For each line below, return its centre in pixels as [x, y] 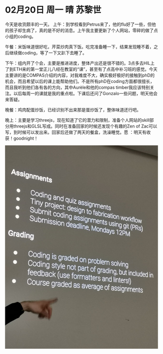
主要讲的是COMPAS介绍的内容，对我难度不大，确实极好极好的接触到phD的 [80, 75]
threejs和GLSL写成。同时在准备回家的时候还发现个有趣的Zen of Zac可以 [85, 126]
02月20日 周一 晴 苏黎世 [53, 10]
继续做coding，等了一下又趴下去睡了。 [48, 53]
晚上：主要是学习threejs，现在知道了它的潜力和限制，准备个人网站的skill [77, 120]
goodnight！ [26, 138]
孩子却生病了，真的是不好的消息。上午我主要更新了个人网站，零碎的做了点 [83, 30]
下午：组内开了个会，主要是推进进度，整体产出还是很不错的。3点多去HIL [78, 63]
